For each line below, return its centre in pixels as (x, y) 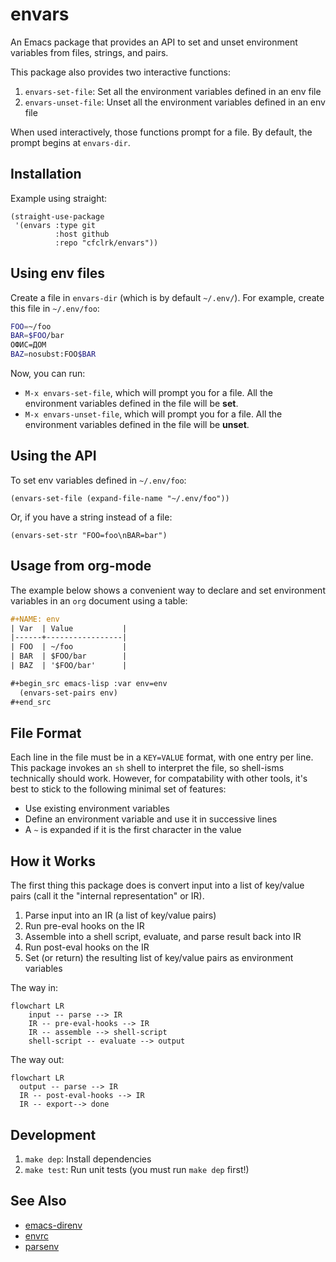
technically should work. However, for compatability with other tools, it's (159, 779)
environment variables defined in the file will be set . (131, 404)
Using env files (58, 273)
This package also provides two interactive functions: (121, 72)
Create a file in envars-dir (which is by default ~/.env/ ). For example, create (167, 297)
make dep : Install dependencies (88, 1159)
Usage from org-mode (81, 566)
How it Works (53, 861)
